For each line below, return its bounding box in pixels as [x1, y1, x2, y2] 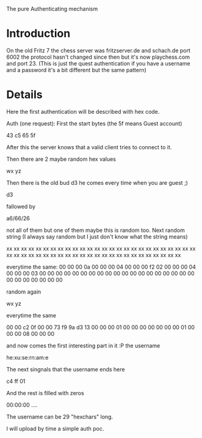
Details [6, 88, 43, 102]
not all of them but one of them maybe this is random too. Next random [6, 226, 185, 234]
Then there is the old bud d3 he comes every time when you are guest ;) [6, 179, 188, 186]
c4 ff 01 [6, 377, 26, 385]
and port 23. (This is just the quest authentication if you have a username [6, 59, 190, 67]
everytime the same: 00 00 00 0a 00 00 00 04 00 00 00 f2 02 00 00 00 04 [6, 263, 197, 270]
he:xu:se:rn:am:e [6, 354, 49, 361]
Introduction [6, 27, 71, 40]
